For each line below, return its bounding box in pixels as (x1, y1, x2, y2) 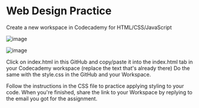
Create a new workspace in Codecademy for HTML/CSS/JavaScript (6, 24, 172, 31)
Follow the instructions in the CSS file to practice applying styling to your (6, 82, 184, 90)
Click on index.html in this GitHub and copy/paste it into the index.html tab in (6, 58, 193, 65)
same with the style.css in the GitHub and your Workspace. (6, 71, 151, 78)
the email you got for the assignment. (6, 95, 98, 102)
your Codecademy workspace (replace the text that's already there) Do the (6, 64, 190, 72)
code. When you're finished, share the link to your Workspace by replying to (6, 88, 193, 96)
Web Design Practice (6, 4, 112, 18)
